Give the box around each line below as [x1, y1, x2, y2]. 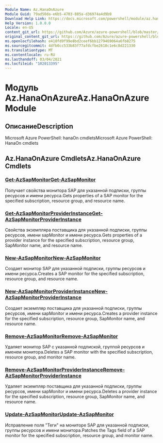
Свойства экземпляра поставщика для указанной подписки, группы [5, 227, 147, 233]
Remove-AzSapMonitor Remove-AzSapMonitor [5, 333, 118, 340]
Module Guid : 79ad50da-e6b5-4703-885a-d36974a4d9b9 [5, 12, 112, 17]
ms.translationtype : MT [5, 48, 53, 52]
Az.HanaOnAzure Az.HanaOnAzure [5, 93, 149, 103]
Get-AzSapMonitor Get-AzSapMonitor [5, 176, 96, 183]
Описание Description [5, 122, 74, 130]
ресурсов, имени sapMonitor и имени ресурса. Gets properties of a [5, 232, 142, 238]
